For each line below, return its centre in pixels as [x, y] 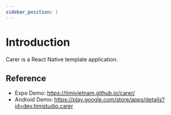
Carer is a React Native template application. [62, 59]
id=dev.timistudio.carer [44, 106]
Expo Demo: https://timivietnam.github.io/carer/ [75, 93]
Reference [26, 78]
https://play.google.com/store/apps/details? [109, 100]
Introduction [38, 42]
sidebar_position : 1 [32, 12]
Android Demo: [34, 100]
